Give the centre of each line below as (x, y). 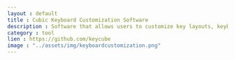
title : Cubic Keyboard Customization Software (78, 20)
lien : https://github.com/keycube (59, 39)
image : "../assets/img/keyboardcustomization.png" (84, 46)
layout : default (33, 13)
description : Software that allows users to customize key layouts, (111, 26)
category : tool (31, 33)
